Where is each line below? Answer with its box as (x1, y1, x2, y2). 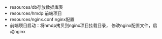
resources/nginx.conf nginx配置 (9, 17, 75, 22)
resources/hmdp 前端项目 (9, 10, 63, 16)
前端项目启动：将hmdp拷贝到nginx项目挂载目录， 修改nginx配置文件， (9, 22, 153, 28)
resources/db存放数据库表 (9, 4, 63, 10)
